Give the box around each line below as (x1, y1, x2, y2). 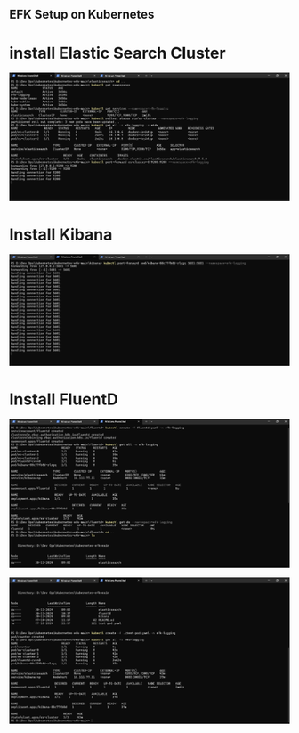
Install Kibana (9, 224, 113, 244)
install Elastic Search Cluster (9, 43, 226, 63)
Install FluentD (9, 389, 118, 409)
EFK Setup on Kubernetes (9, 7, 155, 22)
